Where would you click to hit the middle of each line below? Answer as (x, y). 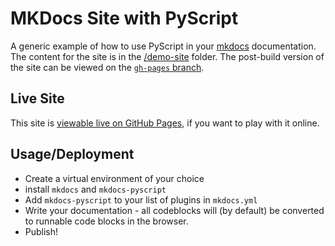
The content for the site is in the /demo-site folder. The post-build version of (167, 56)
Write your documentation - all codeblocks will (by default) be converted (174, 210)
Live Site (37, 98)
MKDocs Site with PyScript (124, 18)
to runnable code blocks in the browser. (106, 221)
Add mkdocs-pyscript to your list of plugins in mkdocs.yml (141, 199)
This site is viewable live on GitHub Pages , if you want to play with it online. (165, 123)
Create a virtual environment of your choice (114, 178)
